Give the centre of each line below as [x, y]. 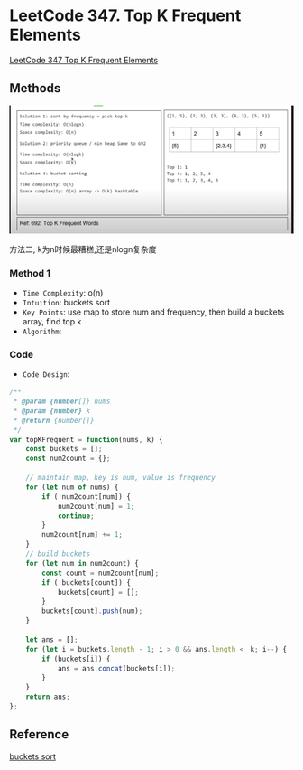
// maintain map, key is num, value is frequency [121, 478]
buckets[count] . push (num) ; [92, 611]
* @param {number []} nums [62, 402]
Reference [39, 734]
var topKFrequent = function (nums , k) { [87, 439]
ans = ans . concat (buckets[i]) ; [116, 668]
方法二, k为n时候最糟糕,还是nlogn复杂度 [83, 249]
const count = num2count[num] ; [101, 573]
